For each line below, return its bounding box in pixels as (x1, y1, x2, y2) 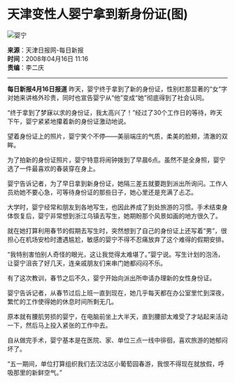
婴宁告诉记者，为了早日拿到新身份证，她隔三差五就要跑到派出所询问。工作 (7, 179, 222, 188)
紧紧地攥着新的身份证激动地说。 (37, 117, 130, 125)
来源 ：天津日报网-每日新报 (7, 46, 84, 54)
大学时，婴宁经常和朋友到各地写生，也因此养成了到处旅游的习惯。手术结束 (7, 202, 222, 211)
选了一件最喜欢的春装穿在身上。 (7, 164, 99, 172)
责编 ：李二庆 (7, 63, 44, 71)
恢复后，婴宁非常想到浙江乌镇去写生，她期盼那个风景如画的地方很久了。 (13, 211, 222, 220)
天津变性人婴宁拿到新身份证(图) (7, 6, 189, 22)
